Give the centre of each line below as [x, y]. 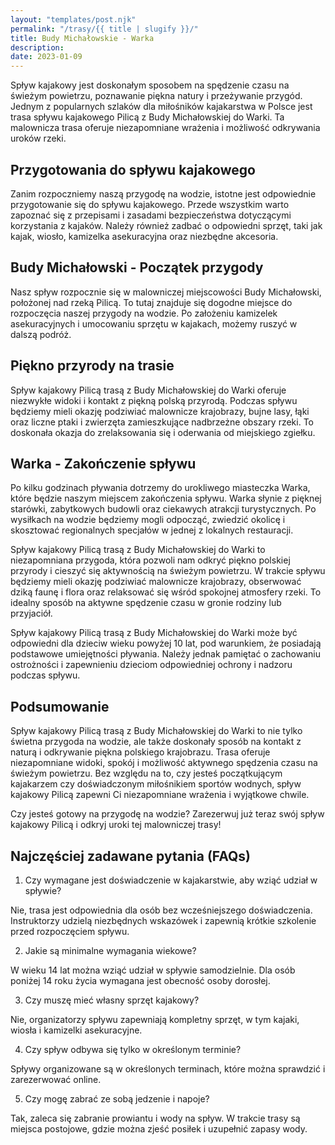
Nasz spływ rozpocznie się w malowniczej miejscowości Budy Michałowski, [166, 292]
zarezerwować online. [56, 1079]
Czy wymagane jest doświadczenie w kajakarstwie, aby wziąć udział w [171, 880]
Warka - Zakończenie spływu [103, 463]
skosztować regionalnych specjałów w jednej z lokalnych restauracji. [152, 530]
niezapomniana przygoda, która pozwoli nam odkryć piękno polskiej [150, 560]
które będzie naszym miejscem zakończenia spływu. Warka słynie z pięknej [166, 498]
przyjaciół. [31, 613]
